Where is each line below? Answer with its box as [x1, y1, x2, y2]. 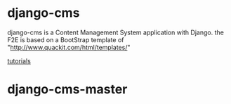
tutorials [7, 56, 32, 65]
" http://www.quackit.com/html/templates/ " [7, 43, 131, 51]
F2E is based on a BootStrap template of [7, 35, 124, 44]
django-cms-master [7, 82, 128, 98]
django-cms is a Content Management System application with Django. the [7, 28, 225, 37]
